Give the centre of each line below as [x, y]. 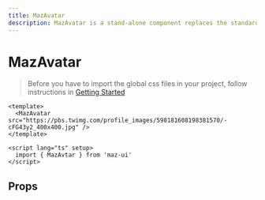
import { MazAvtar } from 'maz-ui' [74, 155]
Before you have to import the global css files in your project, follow [137, 84]
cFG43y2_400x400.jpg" [44, 127]
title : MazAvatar [37, 15]
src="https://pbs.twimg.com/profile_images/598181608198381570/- [118, 121]
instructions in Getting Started [76, 92]
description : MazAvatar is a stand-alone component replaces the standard [134, 23]
